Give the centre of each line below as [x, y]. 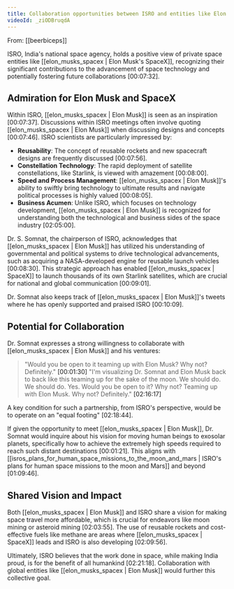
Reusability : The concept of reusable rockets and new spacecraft [112, 151]
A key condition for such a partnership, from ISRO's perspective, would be [114, 408]
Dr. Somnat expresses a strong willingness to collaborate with [96, 343]
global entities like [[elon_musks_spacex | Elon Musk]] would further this [111, 570]
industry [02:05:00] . [46, 226]
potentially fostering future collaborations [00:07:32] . [83, 76]
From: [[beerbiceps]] [37, 40]
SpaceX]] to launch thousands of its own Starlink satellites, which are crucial [117, 276]
